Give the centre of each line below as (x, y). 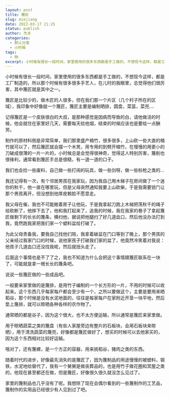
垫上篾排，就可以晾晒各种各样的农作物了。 (50, 304)
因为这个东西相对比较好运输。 (36, 338)
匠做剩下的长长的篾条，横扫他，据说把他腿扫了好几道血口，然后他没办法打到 (85, 217)
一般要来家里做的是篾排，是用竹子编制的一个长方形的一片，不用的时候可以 (83, 285)
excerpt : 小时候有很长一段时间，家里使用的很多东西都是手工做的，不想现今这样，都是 (83, 62)
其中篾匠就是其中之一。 (38, 90)
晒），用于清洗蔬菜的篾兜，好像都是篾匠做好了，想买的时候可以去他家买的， (84, 332)
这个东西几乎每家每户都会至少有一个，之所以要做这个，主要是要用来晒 (92, 292)
